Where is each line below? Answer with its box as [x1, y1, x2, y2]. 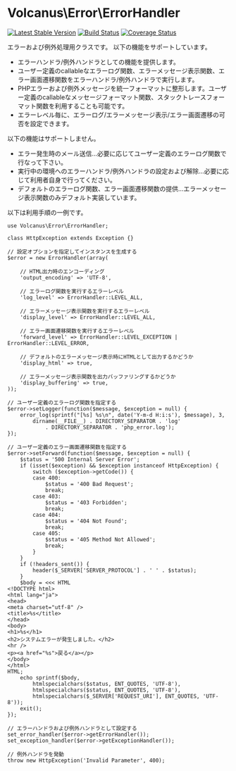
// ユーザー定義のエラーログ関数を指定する [7, 399, 117, 406]
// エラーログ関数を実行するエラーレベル [20, 287, 125, 295]
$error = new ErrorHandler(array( [7, 254, 109, 261]
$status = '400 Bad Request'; [44, 480, 134, 487]
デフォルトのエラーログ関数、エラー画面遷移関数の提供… [17, 184, 184, 193]
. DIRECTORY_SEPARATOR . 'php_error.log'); [44, 424, 175, 431]
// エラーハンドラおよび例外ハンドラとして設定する [7, 725, 137, 732]
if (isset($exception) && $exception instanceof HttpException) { [20, 462, 219, 469]
